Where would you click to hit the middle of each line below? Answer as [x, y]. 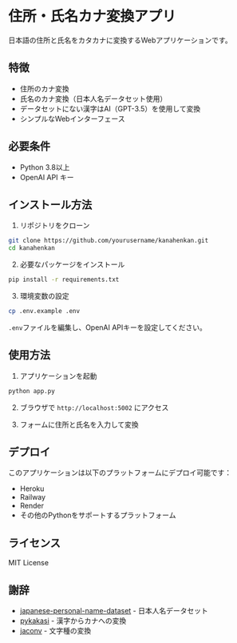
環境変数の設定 [44, 296]
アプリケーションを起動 [58, 376]
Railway [33, 497]
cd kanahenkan [32, 248]
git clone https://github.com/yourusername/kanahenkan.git [109, 241]
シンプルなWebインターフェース [72, 119]
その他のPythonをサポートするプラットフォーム [98, 515]
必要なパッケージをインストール [72, 264]
